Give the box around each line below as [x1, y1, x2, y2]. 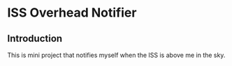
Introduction [7, 33, 63, 44]
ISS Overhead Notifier [7, 5, 137, 21]
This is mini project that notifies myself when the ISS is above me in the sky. [7, 51, 226, 59]
